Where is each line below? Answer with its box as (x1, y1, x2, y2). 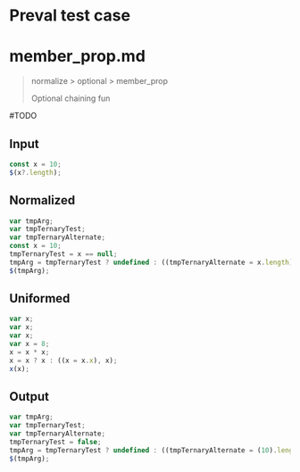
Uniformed (9, 291, 71, 306)
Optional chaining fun (30, 93, 111, 104)
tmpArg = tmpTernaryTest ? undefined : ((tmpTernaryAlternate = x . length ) (9, 258, 294, 267)
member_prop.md (9, 46, 146, 67)
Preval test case (9, 5, 131, 26)
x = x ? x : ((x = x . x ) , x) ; (9, 356, 118, 365)
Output (9, 389, 49, 404)
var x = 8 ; (9, 340, 50, 349)
